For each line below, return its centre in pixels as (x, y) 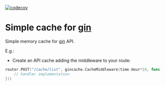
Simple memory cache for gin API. (40, 41)
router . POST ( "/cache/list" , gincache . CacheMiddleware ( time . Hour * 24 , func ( (84, 69)
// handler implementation (42, 74)
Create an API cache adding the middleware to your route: (71, 60)
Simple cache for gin (48, 28)
